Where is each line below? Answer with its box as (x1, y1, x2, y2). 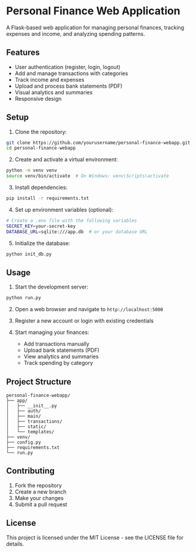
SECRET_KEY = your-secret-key (6, 223, 76, 229)
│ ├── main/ (6, 413, 42, 419)
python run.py (6, 295, 42, 301)
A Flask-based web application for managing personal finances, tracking (6, 24, 185, 31)
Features (6, 48, 40, 58)
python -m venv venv (6, 168, 58, 173)
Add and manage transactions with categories (14, 70, 128, 77)
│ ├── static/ (6, 423, 46, 430)
